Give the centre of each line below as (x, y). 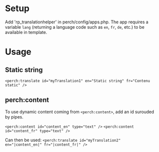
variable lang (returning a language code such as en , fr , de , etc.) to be (75, 27)
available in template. (26, 32)
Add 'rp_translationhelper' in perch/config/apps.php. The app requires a (77, 22)
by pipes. (14, 117)
